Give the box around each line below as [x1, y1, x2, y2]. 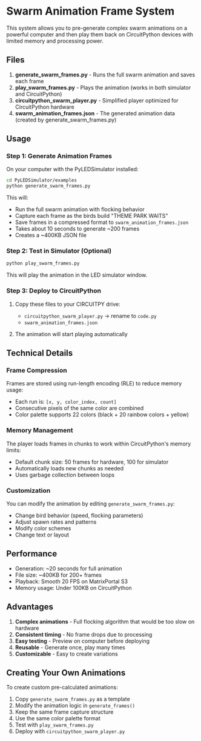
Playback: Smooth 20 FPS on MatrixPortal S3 [15, 578, 128, 585]
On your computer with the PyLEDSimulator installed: [6, 166, 139, 173]
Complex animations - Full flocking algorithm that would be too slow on [15, 618, 195, 625]
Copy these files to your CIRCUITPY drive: [15, 300, 120, 308]
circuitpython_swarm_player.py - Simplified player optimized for [15, 96, 179, 104]
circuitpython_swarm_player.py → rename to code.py [24, 312, 157, 319]
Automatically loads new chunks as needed [15, 464, 124, 472]
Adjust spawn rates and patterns [15, 518, 97, 526]
